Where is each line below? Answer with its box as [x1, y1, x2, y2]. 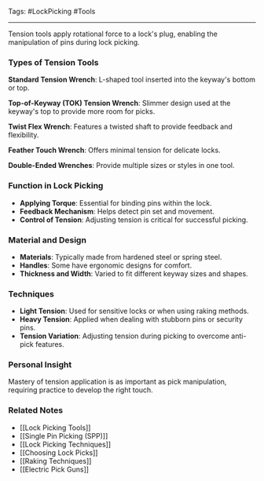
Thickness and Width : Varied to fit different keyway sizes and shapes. [19, 268, 249, 278]
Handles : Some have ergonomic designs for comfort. [19, 261, 192, 270]
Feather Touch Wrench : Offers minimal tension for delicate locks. [8, 145, 222, 155]
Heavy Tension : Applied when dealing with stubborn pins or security [19, 315, 244, 324]
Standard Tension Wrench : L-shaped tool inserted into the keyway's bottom [8, 75, 256, 85]
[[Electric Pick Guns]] [19, 465, 89, 474]
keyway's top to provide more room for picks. [8, 107, 156, 116]
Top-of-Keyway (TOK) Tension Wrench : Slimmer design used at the [8, 98, 231, 108]
